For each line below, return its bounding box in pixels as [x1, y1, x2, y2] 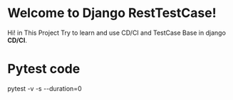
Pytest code [7, 61, 81, 77]
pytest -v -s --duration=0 [7, 84, 82, 93]
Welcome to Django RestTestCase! [7, 5, 217, 21]
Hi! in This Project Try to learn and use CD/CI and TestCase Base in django [7, 28, 227, 37]
